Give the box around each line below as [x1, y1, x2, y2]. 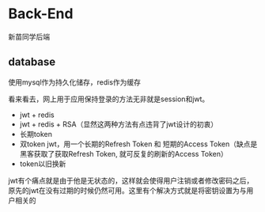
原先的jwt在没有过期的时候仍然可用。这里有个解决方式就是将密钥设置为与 [8, 185, 247, 195]
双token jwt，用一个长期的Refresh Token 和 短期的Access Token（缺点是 [19, 139, 258, 149]
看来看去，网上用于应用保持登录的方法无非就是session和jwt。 [8, 94, 210, 104]
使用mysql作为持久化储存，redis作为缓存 [8, 77, 141, 87]
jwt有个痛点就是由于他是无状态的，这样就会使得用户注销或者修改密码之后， [8, 176, 254, 185]
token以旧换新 [19, 159, 66, 168]
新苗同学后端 [8, 32, 50, 41]
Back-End [8, 5, 74, 23]
